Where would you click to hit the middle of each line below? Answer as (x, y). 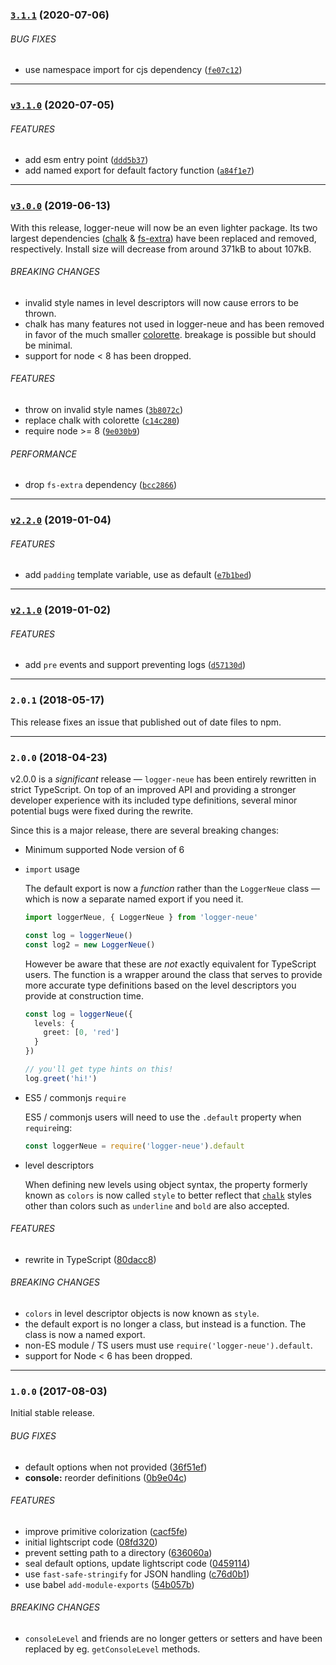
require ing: (48, 1127)
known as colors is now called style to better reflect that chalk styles (168, 1195)
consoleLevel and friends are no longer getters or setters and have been (173, 1638)
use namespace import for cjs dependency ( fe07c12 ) (133, 70)
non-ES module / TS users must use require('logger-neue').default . (168, 1345)
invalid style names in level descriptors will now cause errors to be (161, 302)
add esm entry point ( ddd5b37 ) (86, 160)
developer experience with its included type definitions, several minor (154, 800)
